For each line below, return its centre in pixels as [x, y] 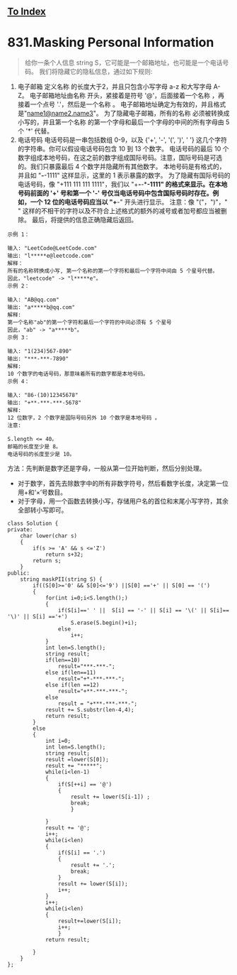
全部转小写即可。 [42, 510]
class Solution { [33, 524]
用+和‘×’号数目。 [42, 492]
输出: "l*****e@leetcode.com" [51, 256]
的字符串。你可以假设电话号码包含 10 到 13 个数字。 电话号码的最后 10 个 [123, 149]
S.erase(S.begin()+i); [104, 623]
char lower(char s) [49, 536]
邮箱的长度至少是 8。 [34, 447]
